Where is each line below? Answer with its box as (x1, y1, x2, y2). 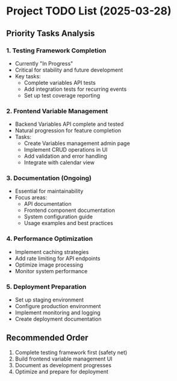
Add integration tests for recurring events (23, 85, 127, 93)
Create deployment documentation (14, 315, 102, 323)
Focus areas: (14, 194, 47, 201)
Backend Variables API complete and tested (14, 120, 124, 128)
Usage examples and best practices (23, 220, 113, 227)
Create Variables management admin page (23, 140, 131, 147)
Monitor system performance (14, 267, 88, 274)
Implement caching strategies (14, 248, 89, 255)
